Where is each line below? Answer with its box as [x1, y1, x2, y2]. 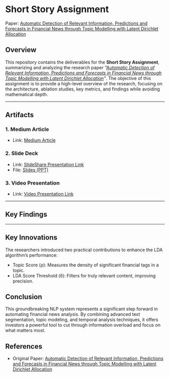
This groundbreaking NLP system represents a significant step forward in [5, 306, 158, 312]
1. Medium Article [5, 126, 50, 133]
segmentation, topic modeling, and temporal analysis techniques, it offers [5, 317, 158, 323]
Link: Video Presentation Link [12, 191, 74, 197]
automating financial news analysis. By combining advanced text [5, 311, 140, 317]
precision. [12, 278, 34, 284]
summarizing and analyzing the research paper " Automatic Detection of [5, 64, 155, 70]
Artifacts [5, 111, 34, 119]
